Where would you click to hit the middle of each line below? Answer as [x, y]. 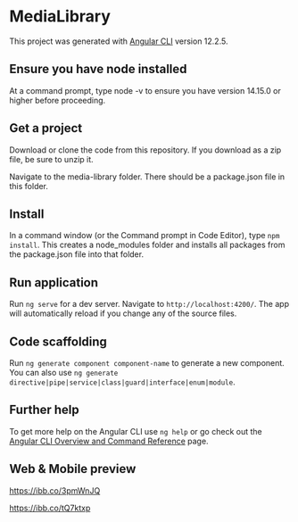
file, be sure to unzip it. [51, 159]
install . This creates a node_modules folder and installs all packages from [147, 245]
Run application [54, 282]
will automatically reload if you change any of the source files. [123, 313]
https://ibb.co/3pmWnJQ [55, 490]
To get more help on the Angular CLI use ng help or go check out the [136, 431]
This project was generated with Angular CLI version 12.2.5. [119, 41]
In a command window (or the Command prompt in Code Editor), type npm [145, 236]
